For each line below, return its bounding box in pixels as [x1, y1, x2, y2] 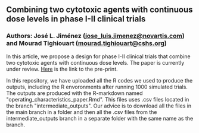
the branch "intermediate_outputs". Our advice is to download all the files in [6, 102, 192, 109]
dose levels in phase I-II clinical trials [6, 14, 146, 24]
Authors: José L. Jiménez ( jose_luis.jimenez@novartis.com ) [6, 32, 185, 40]
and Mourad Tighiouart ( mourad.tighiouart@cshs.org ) [6, 39, 167, 47]
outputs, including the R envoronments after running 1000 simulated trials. [6, 83, 188, 90]
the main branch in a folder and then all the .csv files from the [6, 108, 157, 115]
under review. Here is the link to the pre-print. [6, 65, 118, 72]
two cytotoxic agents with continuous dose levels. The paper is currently [6, 59, 185, 66]
